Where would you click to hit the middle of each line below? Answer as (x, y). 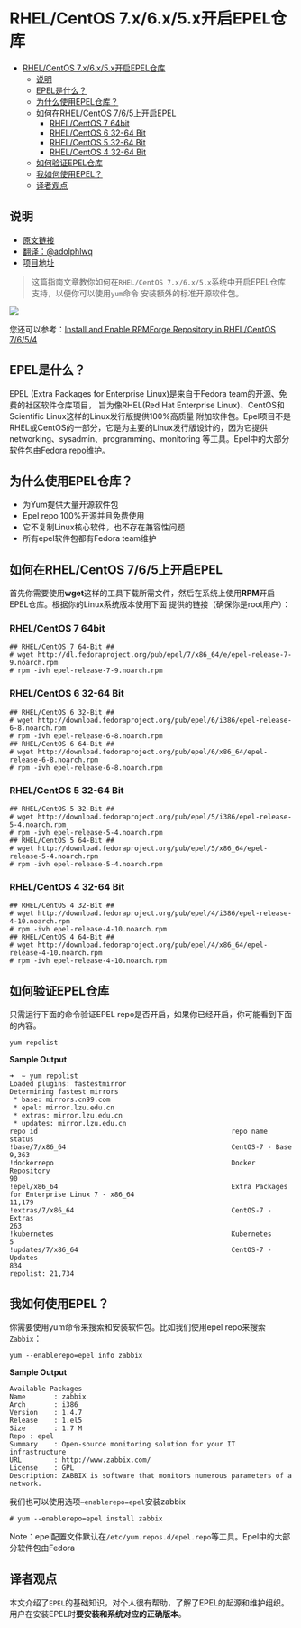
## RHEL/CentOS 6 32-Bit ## (62, 712)
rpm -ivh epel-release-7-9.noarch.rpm (91, 671)
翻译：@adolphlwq (57, 251)
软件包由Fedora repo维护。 (60, 450)
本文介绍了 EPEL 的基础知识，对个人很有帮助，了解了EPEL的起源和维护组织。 (150, 1602)
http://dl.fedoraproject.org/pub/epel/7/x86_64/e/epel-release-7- (165, 655)
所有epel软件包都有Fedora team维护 (89, 538)
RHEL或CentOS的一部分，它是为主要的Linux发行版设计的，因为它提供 (139, 427)
